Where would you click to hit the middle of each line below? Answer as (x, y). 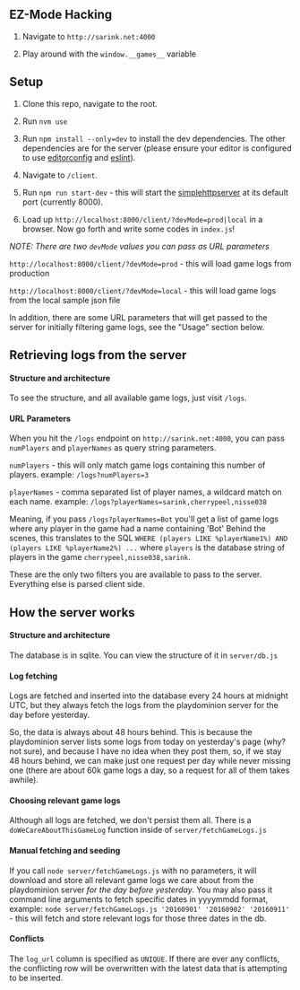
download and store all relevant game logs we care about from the (132, 880)
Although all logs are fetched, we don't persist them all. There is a (131, 820)
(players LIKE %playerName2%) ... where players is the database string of (147, 548)
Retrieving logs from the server (98, 355)
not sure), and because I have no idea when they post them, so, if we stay (146, 751)
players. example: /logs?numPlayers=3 (79, 475)
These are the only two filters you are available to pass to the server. (136, 574)
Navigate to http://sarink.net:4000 (89, 36)
